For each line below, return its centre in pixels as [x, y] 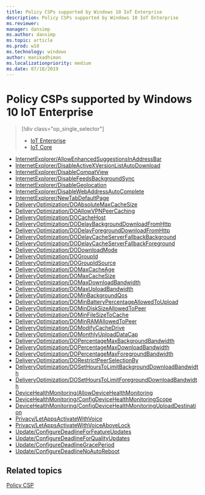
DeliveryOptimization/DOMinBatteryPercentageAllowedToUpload [97, 302]
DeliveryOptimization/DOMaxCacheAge [65, 269]
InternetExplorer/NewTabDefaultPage [62, 198]
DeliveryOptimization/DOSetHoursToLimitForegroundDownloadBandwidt [106, 380]
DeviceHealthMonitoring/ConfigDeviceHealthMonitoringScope [94, 399]
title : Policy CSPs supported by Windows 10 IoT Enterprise [85, 12]
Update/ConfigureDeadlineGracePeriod [65, 445]
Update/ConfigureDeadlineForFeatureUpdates [73, 432]
